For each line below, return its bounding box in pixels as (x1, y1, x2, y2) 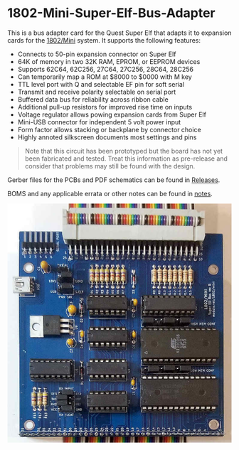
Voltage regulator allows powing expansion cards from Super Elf (17, 110, 206, 119)
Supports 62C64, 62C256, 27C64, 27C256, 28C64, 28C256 (17, 65, 194, 73)
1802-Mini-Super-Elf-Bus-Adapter (7, 5, 216, 21)
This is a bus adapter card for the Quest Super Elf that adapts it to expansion (7, 28, 232, 37)
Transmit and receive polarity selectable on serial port (17, 87, 176, 96)
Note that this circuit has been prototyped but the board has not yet (24, 146, 223, 155)
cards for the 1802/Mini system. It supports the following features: (7, 36, 201, 44)
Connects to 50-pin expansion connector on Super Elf (17, 50, 176, 58)
